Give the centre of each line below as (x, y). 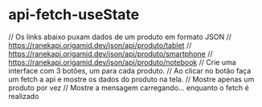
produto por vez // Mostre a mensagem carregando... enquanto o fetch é (129, 87)
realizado (24, 96)
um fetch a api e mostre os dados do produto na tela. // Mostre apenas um (131, 79)
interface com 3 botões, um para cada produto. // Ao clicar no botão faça (130, 70)
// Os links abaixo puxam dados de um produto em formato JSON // (120, 37)
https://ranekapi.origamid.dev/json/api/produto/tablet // (100, 45)
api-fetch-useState (74, 15)
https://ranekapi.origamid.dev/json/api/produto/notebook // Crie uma (123, 62)
